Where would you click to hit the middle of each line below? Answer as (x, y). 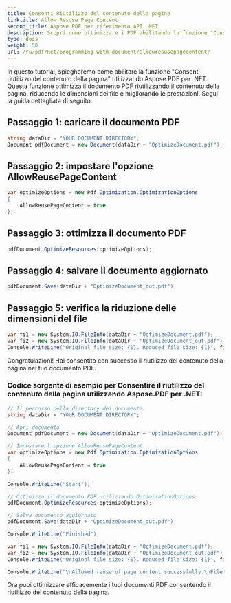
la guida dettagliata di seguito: (50, 100)
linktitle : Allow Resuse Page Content (63, 20)
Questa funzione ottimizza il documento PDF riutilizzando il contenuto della (113, 86)
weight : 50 (23, 45)
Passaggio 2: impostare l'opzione (80, 166)
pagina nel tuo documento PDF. (52, 368)
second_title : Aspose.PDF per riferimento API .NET (82, 26)
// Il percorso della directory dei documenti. (77, 408)
